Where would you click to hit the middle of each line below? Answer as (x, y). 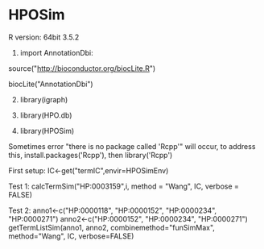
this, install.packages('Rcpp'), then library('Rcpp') (91, 155)
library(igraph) (44, 99)
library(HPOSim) (47, 131)
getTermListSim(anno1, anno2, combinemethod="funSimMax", (112, 227)
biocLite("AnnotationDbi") (51, 84)
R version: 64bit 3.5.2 (44, 37)
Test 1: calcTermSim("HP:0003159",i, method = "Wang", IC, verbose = (124, 186)
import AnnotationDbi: (57, 52)
